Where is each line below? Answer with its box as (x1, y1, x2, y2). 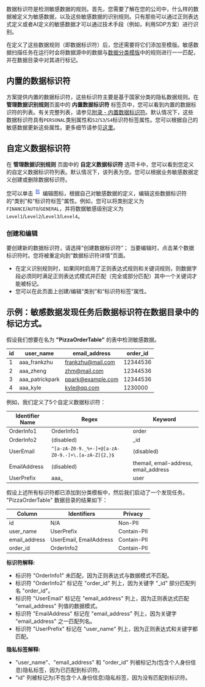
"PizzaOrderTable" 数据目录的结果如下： (6, 496, 108, 504)
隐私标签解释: (6, 646, 41, 653)
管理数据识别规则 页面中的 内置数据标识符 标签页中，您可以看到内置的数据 (6, 101, 191, 108)
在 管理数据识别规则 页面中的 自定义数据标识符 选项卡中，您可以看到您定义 (6, 160, 194, 168)
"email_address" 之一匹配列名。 (15, 618, 96, 625)
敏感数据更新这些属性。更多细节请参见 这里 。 (6, 124, 119, 131)
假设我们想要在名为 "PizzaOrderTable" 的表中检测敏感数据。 (6, 336, 160, 343)
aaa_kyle (19, 384, 41, 391)
